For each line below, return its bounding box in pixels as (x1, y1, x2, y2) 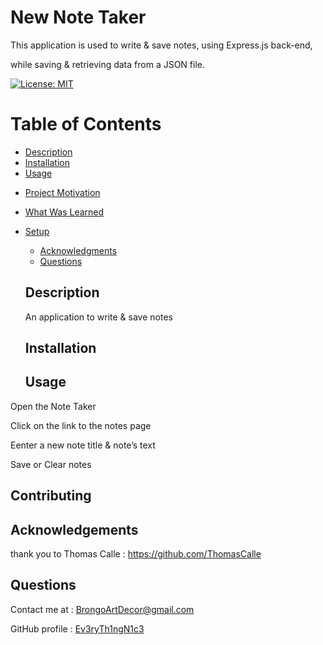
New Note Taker (10, 6, 147, 29)
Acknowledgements (10, 521, 139, 538)
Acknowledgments (39, 244, 118, 256)
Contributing (10, 487, 92, 505)
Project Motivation (24, 186, 101, 198)
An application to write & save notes (24, 311, 173, 323)
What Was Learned (24, 206, 105, 218)
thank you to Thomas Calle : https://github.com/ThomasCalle (10, 548, 262, 560)
